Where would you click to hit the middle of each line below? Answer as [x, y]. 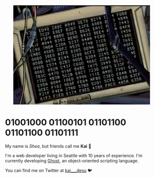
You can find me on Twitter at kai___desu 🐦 [49, 170]
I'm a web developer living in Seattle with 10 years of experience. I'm [74, 155]
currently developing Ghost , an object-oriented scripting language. [72, 161]
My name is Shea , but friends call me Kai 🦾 [48, 146]
